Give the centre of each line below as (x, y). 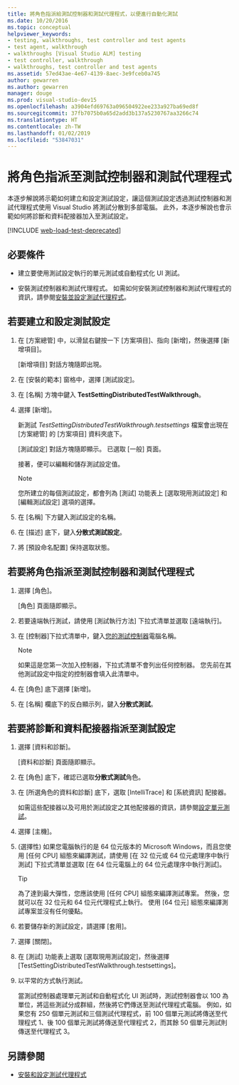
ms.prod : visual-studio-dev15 (52, 100)
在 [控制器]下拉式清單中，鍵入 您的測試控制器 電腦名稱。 (99, 635)
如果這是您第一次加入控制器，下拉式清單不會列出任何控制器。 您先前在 (121, 665)
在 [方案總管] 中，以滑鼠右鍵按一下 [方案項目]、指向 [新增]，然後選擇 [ (121, 340)
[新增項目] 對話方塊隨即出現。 (61, 364)
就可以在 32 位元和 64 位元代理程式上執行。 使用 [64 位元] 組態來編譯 (120, 903)
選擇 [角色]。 (36, 590)
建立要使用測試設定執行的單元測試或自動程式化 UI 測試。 (100, 273)
